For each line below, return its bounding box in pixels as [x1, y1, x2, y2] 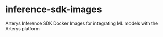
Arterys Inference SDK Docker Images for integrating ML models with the [5, 20, 158, 26]
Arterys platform [5, 25, 40, 31]
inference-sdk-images [5, 4, 102, 15]
